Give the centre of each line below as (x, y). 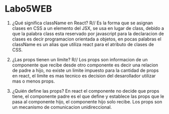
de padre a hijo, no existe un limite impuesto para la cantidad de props (85, 70)
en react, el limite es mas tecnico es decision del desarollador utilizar (84, 75)
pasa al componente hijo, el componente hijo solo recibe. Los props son (87, 101)
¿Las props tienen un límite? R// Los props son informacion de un (80, 59)
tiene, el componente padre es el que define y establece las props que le (88, 96)
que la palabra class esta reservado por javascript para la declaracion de (88, 33)
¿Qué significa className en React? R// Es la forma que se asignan (82, 23)
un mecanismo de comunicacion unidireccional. (62, 107)
